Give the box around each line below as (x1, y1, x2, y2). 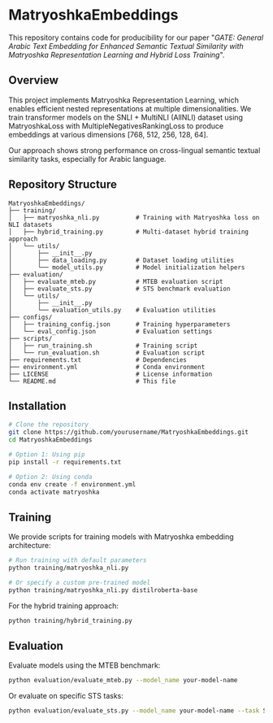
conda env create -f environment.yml (8, 480, 136, 489)
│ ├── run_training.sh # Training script (8, 342, 198, 350)
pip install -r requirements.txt (8, 458, 122, 466)
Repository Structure (8, 177, 118, 192)
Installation (8, 399, 67, 412)
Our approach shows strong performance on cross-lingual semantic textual (8, 145, 261, 155)
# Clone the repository (8, 420, 89, 429)
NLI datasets (8, 220, 53, 229)
